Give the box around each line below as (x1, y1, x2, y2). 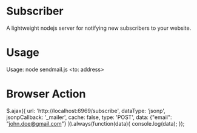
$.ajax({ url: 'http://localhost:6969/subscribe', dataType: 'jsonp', (6, 107, 165, 114)
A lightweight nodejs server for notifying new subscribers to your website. (6, 24, 192, 32)
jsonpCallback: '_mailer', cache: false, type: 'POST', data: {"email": (6, 114, 172, 121)
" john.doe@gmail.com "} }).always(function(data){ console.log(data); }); (6, 120, 185, 127)
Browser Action (6, 87, 86, 101)
